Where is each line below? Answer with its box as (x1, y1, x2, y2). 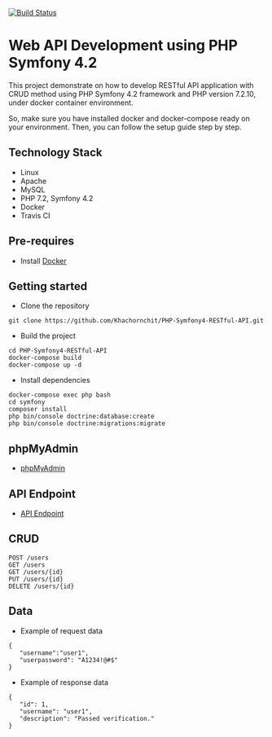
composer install (8, 406, 68, 414)
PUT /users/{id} (8, 575, 64, 583)
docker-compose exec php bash (8, 391, 112, 399)
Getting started (8, 279, 88, 293)
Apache (20, 176, 47, 186)
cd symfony (8, 398, 46, 406)
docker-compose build (8, 354, 82, 362)
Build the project (20, 331, 76, 341)
